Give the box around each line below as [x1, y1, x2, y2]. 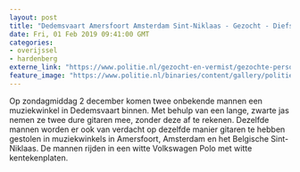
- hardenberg [9, 54, 58, 63]
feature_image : [9, 71, 66, 80]
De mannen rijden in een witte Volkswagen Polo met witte [40, 143, 253, 153]
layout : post [9, 12, 58, 22]
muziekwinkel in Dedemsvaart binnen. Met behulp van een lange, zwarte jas [9, 104, 290, 116]
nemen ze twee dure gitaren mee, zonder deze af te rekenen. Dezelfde [9, 114, 270, 125]
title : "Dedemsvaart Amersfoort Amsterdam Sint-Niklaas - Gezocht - [9, 21, 270, 30]
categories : [9, 37, 54, 47]
